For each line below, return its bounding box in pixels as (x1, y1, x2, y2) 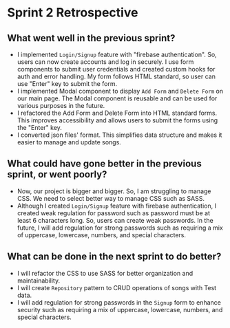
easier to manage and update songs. (17, 138, 122, 146)
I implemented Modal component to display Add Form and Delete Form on (17, 87, 224, 95)
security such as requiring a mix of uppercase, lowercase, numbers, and (17, 305, 223, 314)
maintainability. (17, 276, 61, 285)
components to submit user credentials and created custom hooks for (17, 65, 216, 73)
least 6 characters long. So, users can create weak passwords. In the (17, 216, 213, 224)
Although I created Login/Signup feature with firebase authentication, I (17, 201, 217, 210)
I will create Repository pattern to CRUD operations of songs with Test (17, 283, 217, 292)
